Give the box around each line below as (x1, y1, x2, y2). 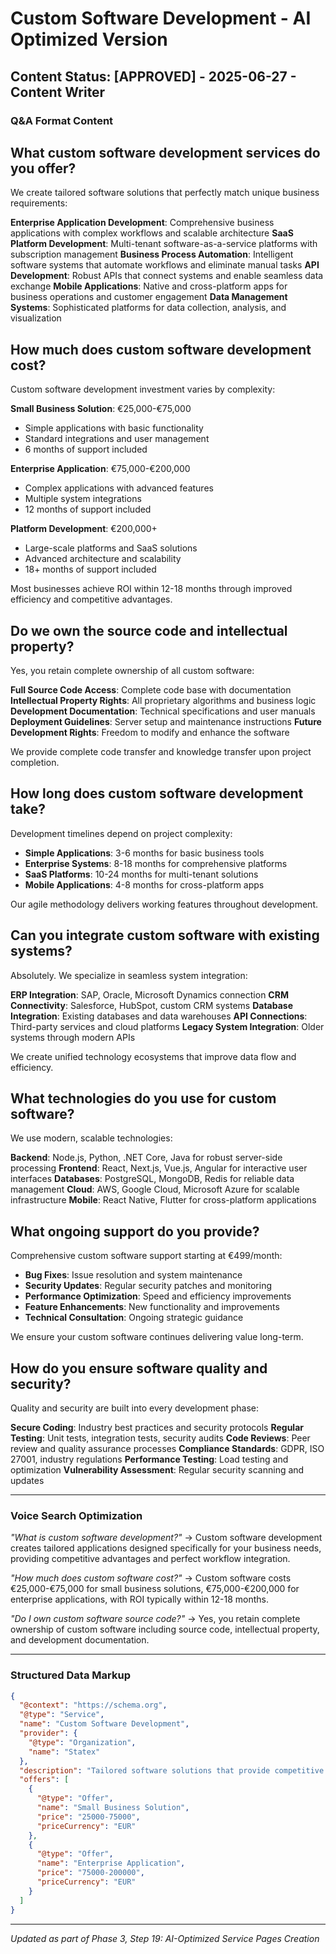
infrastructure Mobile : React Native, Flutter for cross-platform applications (10, 1194, 317, 1206)
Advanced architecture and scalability (24, 553, 182, 565)
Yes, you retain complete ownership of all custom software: (10, 664, 255, 676)
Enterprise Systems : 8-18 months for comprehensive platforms (24, 857, 288, 869)
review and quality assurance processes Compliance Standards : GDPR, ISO (10, 1443, 325, 1454)
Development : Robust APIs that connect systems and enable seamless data (10, 270, 324, 282)
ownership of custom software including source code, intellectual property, (10, 1623, 320, 1636)
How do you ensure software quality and (10, 1360, 268, 1377)
